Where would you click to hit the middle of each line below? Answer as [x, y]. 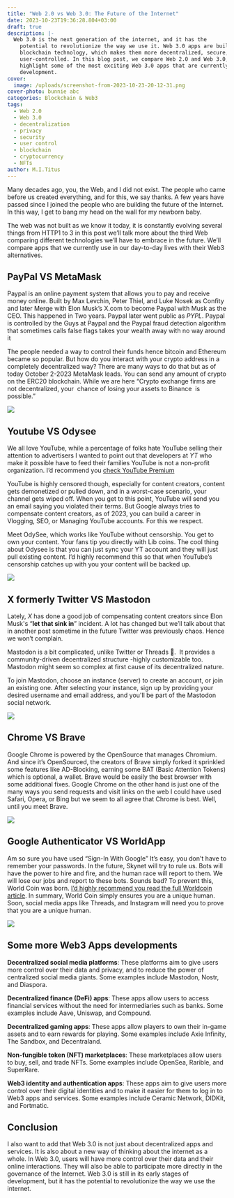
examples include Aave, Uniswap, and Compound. [79, 1013]
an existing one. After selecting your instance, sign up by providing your [110, 688]
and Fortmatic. [28, 1105]
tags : [15, 105]
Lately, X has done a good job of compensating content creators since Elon [115, 616]
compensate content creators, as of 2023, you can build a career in [104, 513]
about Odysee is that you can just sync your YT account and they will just [112, 550]
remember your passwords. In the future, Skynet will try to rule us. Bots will [115, 865]
